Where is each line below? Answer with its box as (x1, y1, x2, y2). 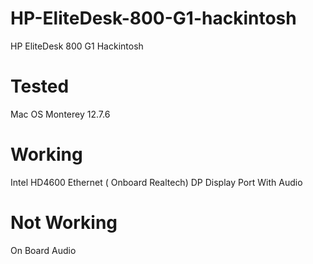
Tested (10, 75, 70, 98)
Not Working (10, 212, 118, 234)
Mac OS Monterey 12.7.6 (10, 108, 111, 120)
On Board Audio (10, 244, 77, 256)
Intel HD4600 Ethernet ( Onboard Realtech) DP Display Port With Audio (10, 176, 303, 188)
